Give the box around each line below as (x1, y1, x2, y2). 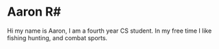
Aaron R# (7, 4, 62, 20)
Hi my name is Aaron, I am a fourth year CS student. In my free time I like (7, 27, 212, 35)
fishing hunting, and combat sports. (7, 33, 108, 42)
